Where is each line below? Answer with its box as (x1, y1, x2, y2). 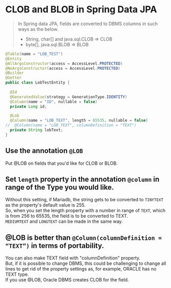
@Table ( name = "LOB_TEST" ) (5, 51, 63, 56)
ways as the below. (17, 26, 59, 32)
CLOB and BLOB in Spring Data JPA (5, 4, 158, 15)
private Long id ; (10, 104, 47, 109)
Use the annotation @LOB (5, 146, 83, 155)
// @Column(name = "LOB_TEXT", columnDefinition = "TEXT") (5, 123, 137, 128)
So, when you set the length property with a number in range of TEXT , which (5, 207, 166, 214)
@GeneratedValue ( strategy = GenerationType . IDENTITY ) (10, 94, 127, 100)
